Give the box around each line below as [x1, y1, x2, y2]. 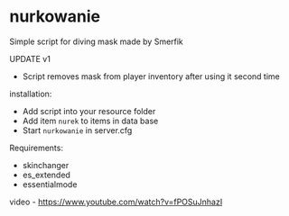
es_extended [22, 169, 70, 180]
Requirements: [9, 142, 63, 153]
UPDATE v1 [9, 53, 51, 64]
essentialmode [22, 178, 78, 190]
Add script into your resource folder [22, 105, 156, 116]
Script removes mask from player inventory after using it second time [22, 70, 280, 82]
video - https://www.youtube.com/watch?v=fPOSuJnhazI [9, 196, 223, 207]
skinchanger [22, 159, 70, 170]
